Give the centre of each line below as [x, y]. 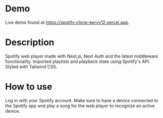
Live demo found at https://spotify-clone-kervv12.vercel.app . [67, 22]
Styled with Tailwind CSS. [31, 66]
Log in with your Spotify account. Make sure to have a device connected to [82, 100]
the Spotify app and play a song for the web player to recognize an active [80, 106]
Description [30, 42]
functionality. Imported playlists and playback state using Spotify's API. [78, 61]
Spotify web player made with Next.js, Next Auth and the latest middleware [82, 56]
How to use [29, 87]
